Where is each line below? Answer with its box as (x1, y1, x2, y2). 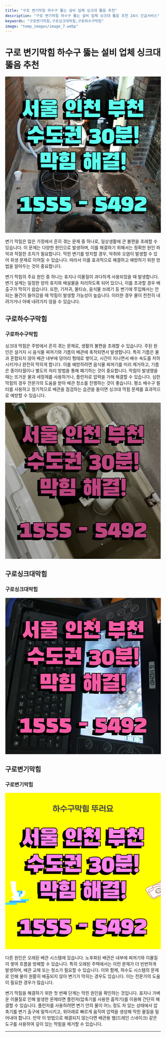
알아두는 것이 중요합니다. (14, 263, 62, 269)
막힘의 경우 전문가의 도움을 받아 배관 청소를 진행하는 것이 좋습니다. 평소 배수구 (5, 380, 156, 386)
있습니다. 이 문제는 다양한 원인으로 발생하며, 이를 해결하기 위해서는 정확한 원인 (5, 244, 156, 250)
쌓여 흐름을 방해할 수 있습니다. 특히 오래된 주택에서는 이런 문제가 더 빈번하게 (10, 961, 157, 967)
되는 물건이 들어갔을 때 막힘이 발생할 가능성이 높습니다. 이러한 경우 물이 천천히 (5, 293, 156, 299)
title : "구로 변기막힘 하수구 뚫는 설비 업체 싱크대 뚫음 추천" (5, 8, 118, 13)
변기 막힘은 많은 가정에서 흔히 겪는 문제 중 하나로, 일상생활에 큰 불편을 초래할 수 (5, 239, 158, 244)
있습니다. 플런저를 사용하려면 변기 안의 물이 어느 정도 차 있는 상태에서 (19, 1002, 153, 1009)
